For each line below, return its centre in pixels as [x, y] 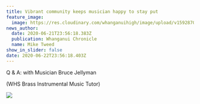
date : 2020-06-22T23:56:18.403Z [46, 56]
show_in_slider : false [34, 50]
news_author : [22, 28]
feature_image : [25, 17]
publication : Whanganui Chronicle [54, 39]
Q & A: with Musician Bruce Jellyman [51, 72]
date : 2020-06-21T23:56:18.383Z [52, 34]
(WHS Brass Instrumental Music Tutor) [53, 84]
